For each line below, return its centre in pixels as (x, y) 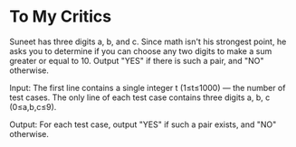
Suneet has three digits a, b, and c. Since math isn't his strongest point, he (148, 41)
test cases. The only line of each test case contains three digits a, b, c (140, 97)
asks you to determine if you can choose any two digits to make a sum (141, 51)
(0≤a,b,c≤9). (33, 106)
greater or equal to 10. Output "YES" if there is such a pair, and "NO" (137, 60)
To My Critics (60, 17)
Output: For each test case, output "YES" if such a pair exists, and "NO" (143, 124)
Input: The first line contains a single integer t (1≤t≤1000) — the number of (148, 87)
